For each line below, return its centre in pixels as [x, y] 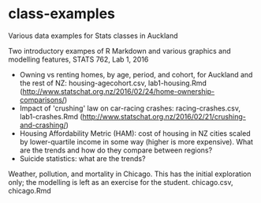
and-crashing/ [43, 125]
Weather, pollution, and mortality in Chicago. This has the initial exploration [130, 174]
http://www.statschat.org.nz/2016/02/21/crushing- [164, 116]
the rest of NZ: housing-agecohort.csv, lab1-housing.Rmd [113, 83]
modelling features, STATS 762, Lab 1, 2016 [78, 59]
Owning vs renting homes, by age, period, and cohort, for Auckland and [136, 74]
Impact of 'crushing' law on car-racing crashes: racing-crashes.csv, [130, 108]
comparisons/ [42, 100]
